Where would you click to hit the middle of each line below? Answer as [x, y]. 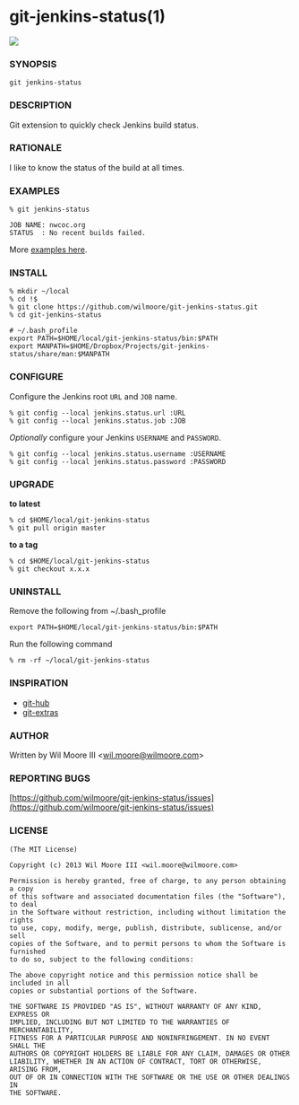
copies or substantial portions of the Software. [104, 991]
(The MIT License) [43, 849]
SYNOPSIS [33, 64]
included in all [39, 983]
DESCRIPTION [41, 105]
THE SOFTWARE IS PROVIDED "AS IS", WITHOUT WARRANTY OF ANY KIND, [136, 1006]
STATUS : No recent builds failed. [77, 233]
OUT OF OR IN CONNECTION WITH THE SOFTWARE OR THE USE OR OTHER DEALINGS [150, 1077]
